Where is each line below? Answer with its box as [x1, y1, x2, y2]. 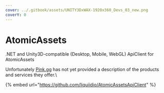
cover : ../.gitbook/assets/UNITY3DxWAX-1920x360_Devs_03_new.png [5, 7, 148, 13]
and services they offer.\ [5, 72, 58, 78]
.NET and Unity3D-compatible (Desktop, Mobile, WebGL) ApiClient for [5, 51, 154, 57]
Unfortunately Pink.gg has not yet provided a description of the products [5, 66, 159, 73]
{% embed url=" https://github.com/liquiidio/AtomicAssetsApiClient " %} [5, 82, 156, 88]
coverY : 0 [5, 12, 27, 17]
